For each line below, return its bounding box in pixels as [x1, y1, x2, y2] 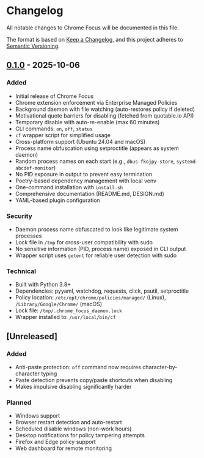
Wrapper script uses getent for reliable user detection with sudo [15, 252, 177, 259]
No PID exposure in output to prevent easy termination [15, 170, 153, 178]
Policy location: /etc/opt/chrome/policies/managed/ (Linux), [15, 294, 166, 301]
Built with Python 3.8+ [15, 281, 71, 288]
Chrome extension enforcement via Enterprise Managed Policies [15, 99, 178, 106]
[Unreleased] [6, 331, 58, 342]
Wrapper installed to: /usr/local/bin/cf [15, 313, 116, 321]
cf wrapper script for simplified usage [15, 131, 111, 138]
